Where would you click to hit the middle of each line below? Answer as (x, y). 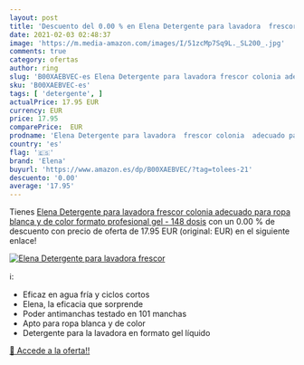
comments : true (38, 52)
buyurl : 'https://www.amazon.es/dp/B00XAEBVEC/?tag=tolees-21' (131, 169)
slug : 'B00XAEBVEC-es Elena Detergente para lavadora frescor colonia (145, 77)
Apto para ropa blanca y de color (84, 323)
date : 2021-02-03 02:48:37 (60, 34)
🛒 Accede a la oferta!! (50, 351)
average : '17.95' (42, 187)
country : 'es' (36, 144)
